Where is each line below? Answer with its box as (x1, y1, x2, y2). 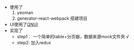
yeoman (17, 10, 34, 16)
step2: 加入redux (17, 40, 51, 45)
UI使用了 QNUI (9, 21, 38, 27)
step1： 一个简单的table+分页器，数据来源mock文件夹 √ (17, 33, 129, 39)
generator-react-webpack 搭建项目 (17, 16, 88, 21)
